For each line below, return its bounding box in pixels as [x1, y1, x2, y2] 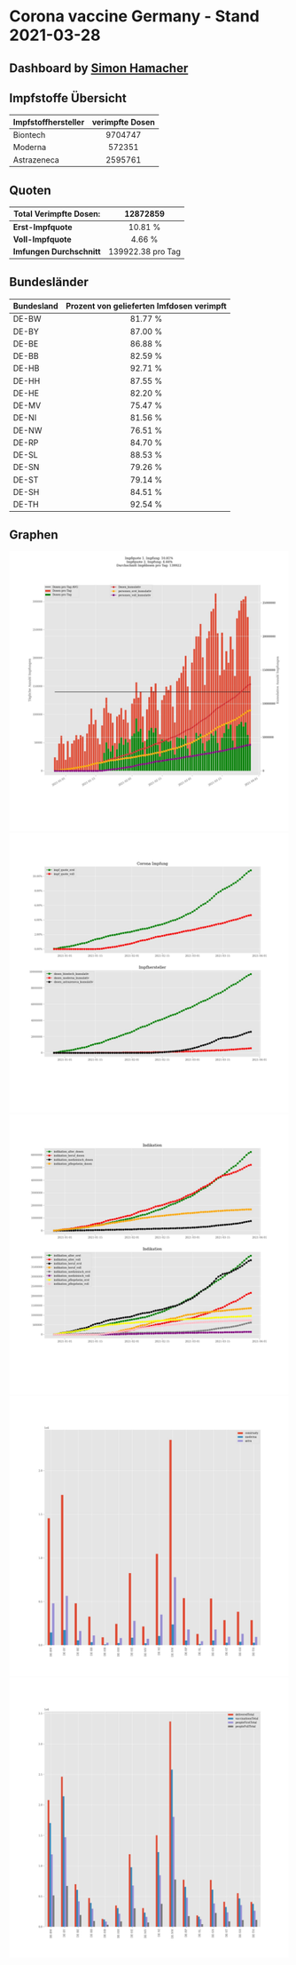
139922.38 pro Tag [107, 246, 182, 257]
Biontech [12, 130, 46, 140]
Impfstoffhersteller [12, 116, 85, 127]
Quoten [9, 182, 51, 197]
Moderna [12, 142, 47, 153]
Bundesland [12, 300, 59, 312]
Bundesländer [9, 275, 89, 290]
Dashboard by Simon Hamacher [9, 60, 189, 76]
